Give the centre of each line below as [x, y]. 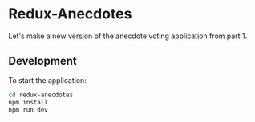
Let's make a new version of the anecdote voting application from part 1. [128, 36]
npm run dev [28, 110]
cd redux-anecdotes [41, 95]
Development [43, 61]
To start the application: [47, 80]
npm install [28, 102]
